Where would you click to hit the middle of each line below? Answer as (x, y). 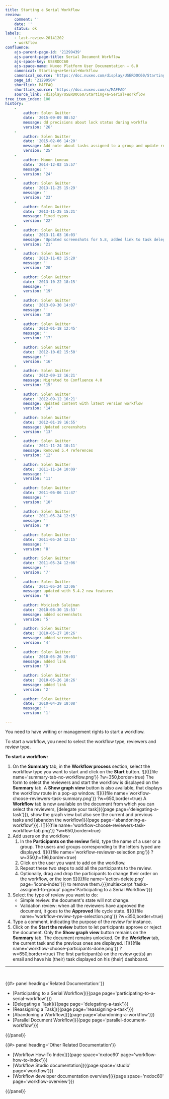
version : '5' (37, 619)
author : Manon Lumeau (46, 160)
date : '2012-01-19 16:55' (51, 422)
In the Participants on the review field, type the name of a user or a (90, 841)
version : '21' (38, 244)
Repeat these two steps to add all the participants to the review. (86, 868)
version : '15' (38, 385)
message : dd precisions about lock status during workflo (85, 122)
